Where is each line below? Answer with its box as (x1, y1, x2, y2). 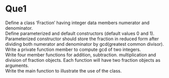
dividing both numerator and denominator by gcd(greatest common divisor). (5, 41, 164, 47)
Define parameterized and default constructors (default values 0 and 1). (5, 30, 155, 36)
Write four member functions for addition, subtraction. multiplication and (5, 51, 156, 58)
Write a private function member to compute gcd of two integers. (5, 46, 141, 52)
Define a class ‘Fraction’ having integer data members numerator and (5, 20, 150, 26)
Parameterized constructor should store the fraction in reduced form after (5, 36, 159, 42)
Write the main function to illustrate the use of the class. (5, 67, 122, 73)
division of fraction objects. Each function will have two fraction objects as (5, 57, 161, 63)
